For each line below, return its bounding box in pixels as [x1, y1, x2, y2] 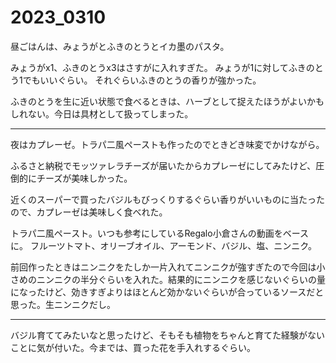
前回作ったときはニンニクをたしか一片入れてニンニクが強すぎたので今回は [10, 261, 317, 273]
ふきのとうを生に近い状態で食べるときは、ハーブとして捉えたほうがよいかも [10, 95, 325, 107]
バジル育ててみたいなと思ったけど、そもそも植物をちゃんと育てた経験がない [10, 329, 326, 341]
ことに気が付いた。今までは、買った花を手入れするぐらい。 [10, 341, 256, 353]
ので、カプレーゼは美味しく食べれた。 [10, 206, 168, 218]
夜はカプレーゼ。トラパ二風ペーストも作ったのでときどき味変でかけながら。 [10, 138, 325, 150]
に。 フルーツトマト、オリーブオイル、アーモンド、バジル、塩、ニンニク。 [10, 239, 318, 251]
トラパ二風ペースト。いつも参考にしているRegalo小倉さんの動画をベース [10, 227, 309, 239]
